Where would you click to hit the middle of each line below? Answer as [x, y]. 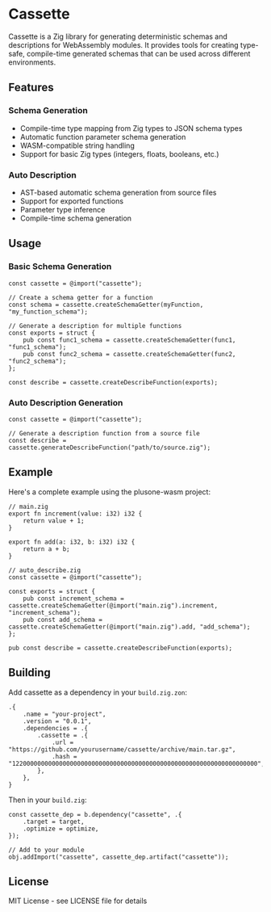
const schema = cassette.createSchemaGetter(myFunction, [106, 305]
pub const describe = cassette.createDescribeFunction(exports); [120, 648]
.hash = [65, 756]
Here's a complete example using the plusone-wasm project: [110, 492]
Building [29, 672]
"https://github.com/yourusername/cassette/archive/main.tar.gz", [122, 749]
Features [31, 88]
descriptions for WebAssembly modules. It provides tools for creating [124, 44]
